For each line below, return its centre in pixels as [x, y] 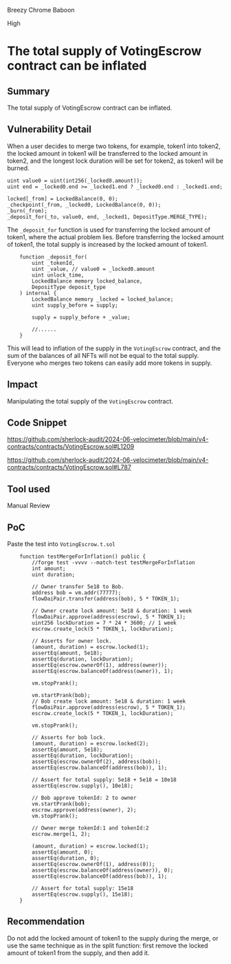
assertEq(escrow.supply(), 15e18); [83, 895]
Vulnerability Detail [49, 129]
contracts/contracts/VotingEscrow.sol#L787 [69, 468]
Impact [22, 384]
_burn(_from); [27, 211]
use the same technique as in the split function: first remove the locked [108, 945]
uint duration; [54, 575]
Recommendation [46, 922]
